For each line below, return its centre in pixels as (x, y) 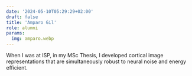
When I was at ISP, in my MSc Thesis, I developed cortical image (85, 55)
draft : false (22, 17)
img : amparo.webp (33, 39)
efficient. (17, 68)
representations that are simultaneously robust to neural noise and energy (96, 61)
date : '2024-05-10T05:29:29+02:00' (50, 11)
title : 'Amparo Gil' (32, 22)
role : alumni (22, 28)
